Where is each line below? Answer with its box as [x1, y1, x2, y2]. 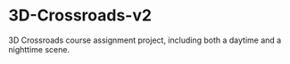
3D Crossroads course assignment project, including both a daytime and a [8, 35, 282, 45]
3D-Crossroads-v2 [8, 5, 153, 26]
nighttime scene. [8, 44, 70, 54]
